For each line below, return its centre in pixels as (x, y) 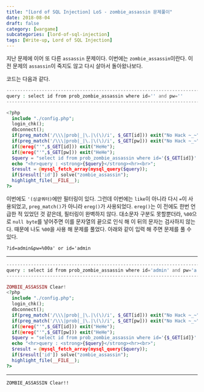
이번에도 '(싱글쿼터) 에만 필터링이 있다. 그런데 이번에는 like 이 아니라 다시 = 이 (97, 198)
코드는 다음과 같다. (28, 79)
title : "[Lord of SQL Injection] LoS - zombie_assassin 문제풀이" (90, 12)
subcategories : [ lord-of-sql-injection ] (58, 35)
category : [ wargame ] (32, 29)
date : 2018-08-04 (28, 18)
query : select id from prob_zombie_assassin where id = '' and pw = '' (95, 96)
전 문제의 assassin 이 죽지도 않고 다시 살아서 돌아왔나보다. (75, 66)
